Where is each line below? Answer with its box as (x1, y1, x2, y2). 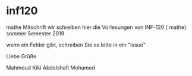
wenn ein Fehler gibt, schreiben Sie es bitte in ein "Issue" (6, 41, 146, 48)
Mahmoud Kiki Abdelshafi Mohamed (6, 64, 95, 71)
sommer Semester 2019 (6, 29, 65, 37)
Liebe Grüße (6, 52, 37, 60)
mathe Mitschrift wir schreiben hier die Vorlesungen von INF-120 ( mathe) (6, 24, 187, 31)
